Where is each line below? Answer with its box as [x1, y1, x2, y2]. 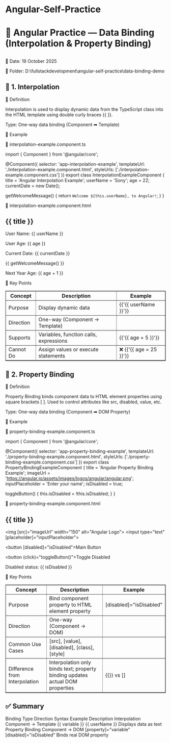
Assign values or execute [38, 346, 99, 353]
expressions [38, 338, 68, 345]
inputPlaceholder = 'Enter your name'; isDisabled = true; [5, 481, 123, 487]
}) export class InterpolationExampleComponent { [61, 172, 165, 178]
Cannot [8, 346, 26, 353]
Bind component [49, 595, 89, 602]
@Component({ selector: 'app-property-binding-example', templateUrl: [5, 448, 155, 454]
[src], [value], [49, 637, 82, 645]
